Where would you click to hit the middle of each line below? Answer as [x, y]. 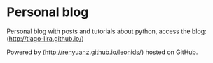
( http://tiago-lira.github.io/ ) [46, 38]
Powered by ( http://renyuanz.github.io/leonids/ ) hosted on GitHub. [102, 52]
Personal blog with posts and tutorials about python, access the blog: [107, 31]
